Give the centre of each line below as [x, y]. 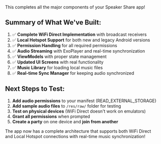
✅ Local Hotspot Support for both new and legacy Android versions [81, 40]
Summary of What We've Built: [53, 22]
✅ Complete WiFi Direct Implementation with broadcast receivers [80, 34]
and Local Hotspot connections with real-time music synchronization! [75, 136]
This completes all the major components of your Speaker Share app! [75, 7]
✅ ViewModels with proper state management [59, 57]
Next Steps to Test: [35, 89]
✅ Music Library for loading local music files [57, 67]
